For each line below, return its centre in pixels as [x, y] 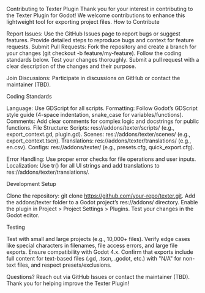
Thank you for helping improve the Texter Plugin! [68, 283]
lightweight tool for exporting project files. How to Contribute [83, 22]
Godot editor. [23, 215]
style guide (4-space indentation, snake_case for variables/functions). [95, 115]
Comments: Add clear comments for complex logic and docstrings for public [103, 121]
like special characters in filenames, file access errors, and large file [92, 245]
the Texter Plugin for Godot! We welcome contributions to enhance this [96, 15]
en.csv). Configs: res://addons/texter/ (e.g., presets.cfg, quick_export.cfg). [100, 147]
